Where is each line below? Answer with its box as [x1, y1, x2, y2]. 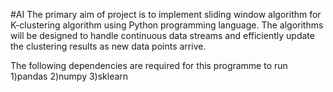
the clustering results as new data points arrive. [10, 40, 207, 52]
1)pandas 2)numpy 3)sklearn [10, 70, 129, 82]
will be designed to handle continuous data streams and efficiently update [10, 30, 315, 41]
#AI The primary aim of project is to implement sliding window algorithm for [10, 9, 322, 20]
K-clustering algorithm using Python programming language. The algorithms [10, 19, 324, 31]
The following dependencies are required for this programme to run [10, 60, 288, 71]
